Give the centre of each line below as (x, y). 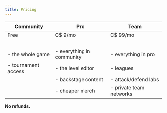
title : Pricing (21, 10)
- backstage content (79, 79)
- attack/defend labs (134, 79)
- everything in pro (132, 54)
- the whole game (29, 54)
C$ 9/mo (65, 35)
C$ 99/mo (122, 35)
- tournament (24, 65)
